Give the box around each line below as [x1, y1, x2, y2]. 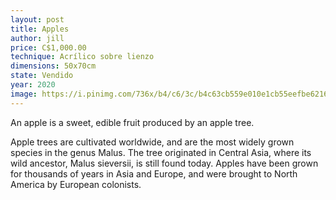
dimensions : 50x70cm [10, 61, 97, 71]
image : [10, 89, 38, 99]
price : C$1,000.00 [10, 42, 87, 53]
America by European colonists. [10, 178, 142, 190]
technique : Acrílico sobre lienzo [10, 52, 155, 62]
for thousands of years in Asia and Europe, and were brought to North [10, 167, 298, 180]
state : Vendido [10, 71, 74, 81]
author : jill [10, 33, 65, 43]
